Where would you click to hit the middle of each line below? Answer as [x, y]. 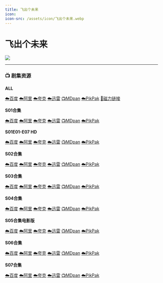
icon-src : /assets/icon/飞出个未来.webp [44, 19]
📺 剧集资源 [18, 76]
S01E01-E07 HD [21, 132]
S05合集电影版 [20, 220]
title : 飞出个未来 [22, 9]
